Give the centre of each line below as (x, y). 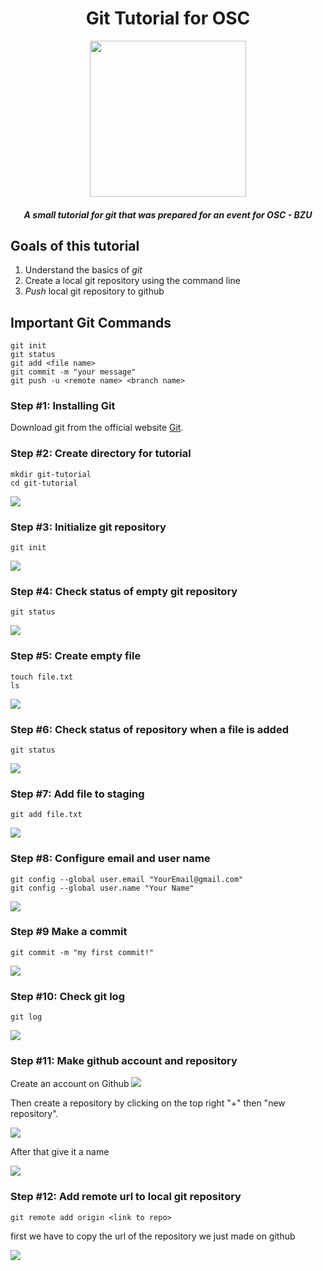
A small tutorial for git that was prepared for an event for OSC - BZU (168, 214)
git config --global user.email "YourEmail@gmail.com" (127, 879)
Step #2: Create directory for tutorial (101, 454)
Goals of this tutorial (75, 245)
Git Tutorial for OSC (168, 18)
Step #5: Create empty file (76, 656)
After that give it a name (60, 1152)
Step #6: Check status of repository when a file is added (149, 729)
